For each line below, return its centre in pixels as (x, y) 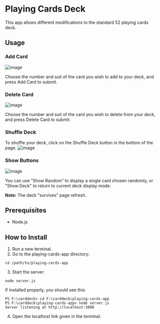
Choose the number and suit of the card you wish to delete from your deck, (80, 114)
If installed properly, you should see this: (46, 290)
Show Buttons (22, 160)
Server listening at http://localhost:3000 (50, 307)
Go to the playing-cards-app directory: (51, 254)
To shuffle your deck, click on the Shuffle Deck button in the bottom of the (79, 143)
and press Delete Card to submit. (38, 119)
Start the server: (28, 272)
